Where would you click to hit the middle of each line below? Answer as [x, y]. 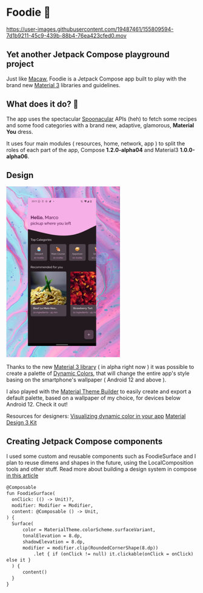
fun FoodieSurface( [31, 493]
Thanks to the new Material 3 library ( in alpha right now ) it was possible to [100, 366]
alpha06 [17, 156]
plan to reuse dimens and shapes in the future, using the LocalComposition [100, 462]
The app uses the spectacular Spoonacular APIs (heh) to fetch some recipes [101, 119]
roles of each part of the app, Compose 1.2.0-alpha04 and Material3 [92, 150]
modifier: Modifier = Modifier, [53, 505]
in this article [22, 475]
